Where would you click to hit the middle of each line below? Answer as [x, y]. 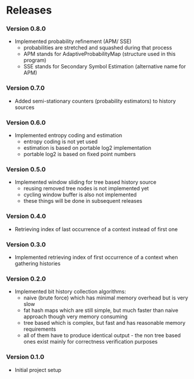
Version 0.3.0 [26, 244]
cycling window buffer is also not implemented [80, 195]
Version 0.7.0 [26, 88]
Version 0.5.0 [26, 169]
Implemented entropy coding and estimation [68, 136]
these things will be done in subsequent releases [83, 201]
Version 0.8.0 [26, 29]
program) [35, 60]
